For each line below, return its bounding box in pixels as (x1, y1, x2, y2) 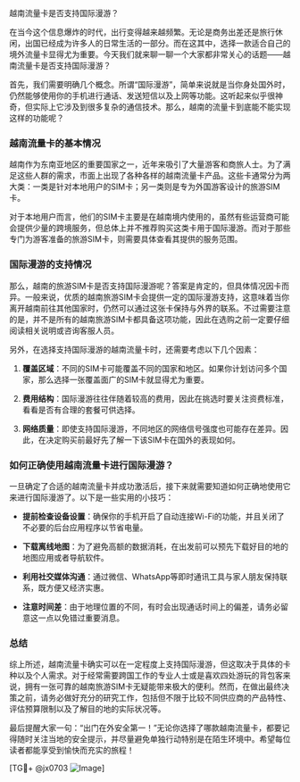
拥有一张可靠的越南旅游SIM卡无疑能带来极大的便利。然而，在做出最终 (24, 681, 282, 692)
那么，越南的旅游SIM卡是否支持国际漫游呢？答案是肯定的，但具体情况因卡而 (9, 280, 290, 291)
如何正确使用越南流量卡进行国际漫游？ (9, 459, 174, 471)
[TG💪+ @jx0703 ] (9, 762, 105, 774)
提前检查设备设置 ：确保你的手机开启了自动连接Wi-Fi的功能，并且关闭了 (21, 511, 286, 521)
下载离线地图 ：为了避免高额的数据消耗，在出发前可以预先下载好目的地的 (21, 541, 288, 552)
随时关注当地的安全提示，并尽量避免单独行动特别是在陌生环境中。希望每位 (16, 734, 291, 745)
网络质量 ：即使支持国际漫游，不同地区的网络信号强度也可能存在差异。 (21, 423, 281, 434)
